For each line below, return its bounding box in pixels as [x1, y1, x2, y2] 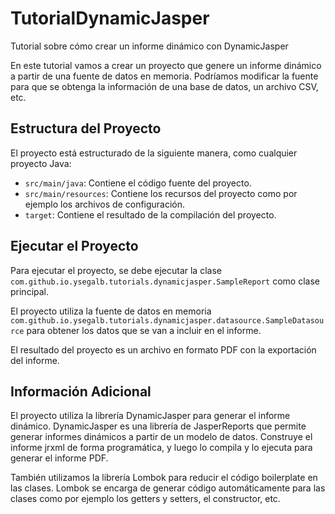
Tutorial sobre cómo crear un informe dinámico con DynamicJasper [10, 40, 289, 52]
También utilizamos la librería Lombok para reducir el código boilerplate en [10, 472, 318, 484]
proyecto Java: [10, 157, 72, 169]
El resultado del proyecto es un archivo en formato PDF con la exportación [10, 343, 317, 356]
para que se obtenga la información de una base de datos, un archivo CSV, [10, 80, 319, 92]
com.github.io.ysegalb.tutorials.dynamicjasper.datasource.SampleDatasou [10, 315, 325, 326]
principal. [10, 285, 50, 297]
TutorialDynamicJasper [10, 7, 210, 30]
